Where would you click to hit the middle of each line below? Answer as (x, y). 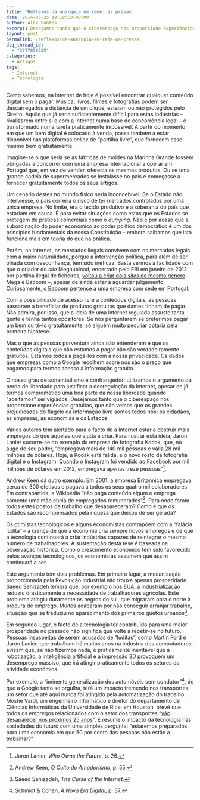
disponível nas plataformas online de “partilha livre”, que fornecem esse (94, 140)
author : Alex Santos (32, 23)
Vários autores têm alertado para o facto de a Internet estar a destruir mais (98, 430)
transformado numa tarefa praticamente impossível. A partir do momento (96, 127)
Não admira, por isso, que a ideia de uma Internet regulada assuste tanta (95, 313)
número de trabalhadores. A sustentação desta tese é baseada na (87, 543)
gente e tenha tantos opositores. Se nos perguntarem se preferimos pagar (97, 319)
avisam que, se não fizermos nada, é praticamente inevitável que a (88, 650)
